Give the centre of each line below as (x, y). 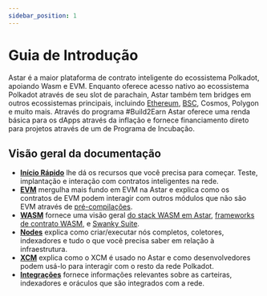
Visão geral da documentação (85, 153)
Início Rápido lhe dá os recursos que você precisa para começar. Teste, (139, 173)
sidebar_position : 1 (43, 16)
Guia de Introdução (73, 55)
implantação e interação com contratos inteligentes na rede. (119, 182)
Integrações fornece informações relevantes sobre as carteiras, (126, 275)
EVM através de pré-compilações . (76, 207)
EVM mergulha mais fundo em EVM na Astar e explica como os (125, 190)
